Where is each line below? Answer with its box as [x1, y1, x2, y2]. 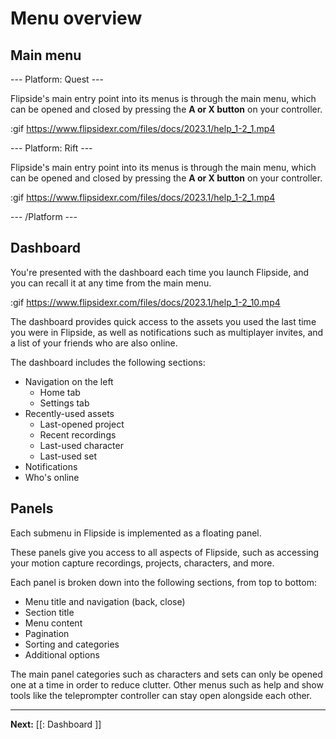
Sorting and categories [24, 638, 120, 650]
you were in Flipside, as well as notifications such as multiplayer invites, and [10, 326, 324, 338]
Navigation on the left [24, 375, 114, 387]
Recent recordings [39, 428, 117, 441]
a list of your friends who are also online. [10, 337, 178, 349]
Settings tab [39, 397, 90, 409]
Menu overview [10, 7, 143, 30]
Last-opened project [39, 418, 125, 430]
